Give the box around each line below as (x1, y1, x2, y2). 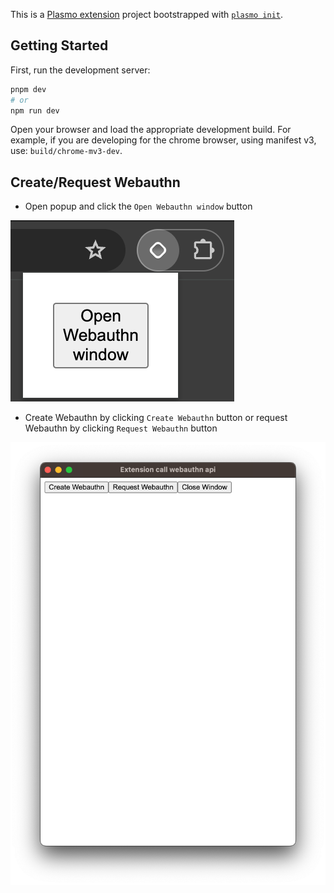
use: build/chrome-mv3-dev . (10, 145, 123, 157)
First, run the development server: (10, 64, 151, 76)
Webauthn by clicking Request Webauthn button (24, 422, 218, 434)
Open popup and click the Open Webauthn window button (24, 200, 253, 213)
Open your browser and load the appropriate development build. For (10, 124, 292, 136)
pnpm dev (10, 84, 47, 94)
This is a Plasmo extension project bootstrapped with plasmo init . (10, 9, 284, 20)
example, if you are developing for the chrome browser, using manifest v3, (10, 134, 317, 146)
